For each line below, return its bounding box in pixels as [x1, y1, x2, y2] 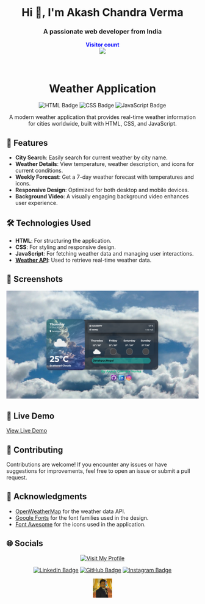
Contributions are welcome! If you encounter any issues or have [6, 461, 167, 468]
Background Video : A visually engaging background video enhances [15, 193, 189, 200]
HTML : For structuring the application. [15, 237, 112, 245]
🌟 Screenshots [6, 274, 63, 284]
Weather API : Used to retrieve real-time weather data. [15, 256, 152, 264]
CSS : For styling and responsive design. [15, 243, 116, 251]
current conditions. [15, 167, 63, 174]
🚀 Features [6, 137, 48, 148]
